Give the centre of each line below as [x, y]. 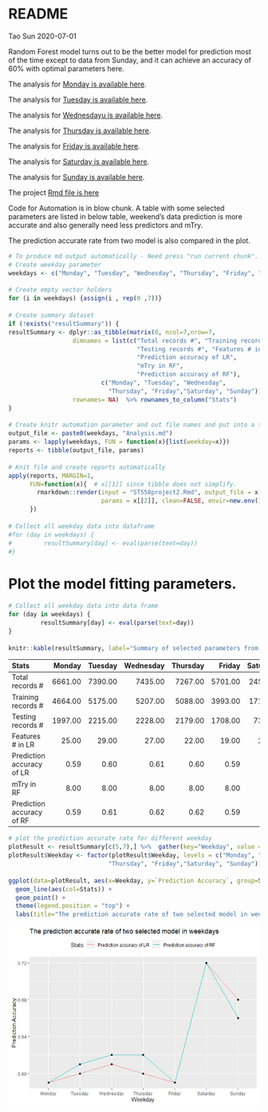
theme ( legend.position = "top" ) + [73, 906]
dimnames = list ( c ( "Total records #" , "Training [155, 341]
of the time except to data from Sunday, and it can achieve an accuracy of [130, 60]
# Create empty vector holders [60, 290]
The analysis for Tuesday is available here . [78, 99]
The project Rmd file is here [54, 192]
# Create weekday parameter [55, 265]
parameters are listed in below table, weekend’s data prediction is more [126, 216]
